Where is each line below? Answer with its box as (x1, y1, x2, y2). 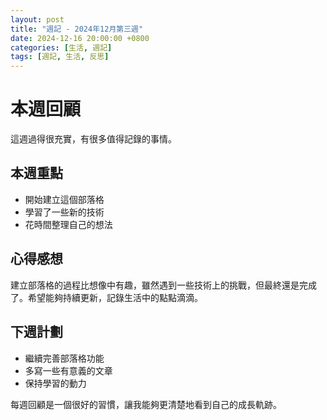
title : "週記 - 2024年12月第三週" (10, 24, 144, 34)
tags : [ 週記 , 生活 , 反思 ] (10, 52, 110, 62)
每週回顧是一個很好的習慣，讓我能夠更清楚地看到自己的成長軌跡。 (10, 398, 282, 410)
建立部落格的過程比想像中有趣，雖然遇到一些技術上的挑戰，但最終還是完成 (10, 279, 317, 291)
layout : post (10, 14, 65, 25)
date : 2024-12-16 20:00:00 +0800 (10, 33, 150, 43)
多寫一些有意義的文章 (24, 364, 113, 376)
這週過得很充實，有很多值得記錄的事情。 (10, 133, 177, 145)
